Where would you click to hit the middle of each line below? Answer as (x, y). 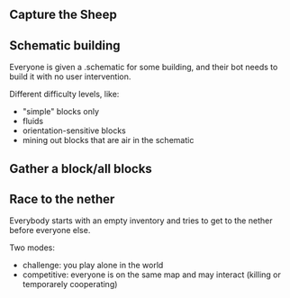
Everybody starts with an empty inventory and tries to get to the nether (141, 221)
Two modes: (32, 248)
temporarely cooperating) (70, 284)
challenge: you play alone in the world (93, 266)
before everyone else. (50, 230)
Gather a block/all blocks (81, 169)
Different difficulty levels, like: (64, 95)
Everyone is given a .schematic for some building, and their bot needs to (144, 68)
